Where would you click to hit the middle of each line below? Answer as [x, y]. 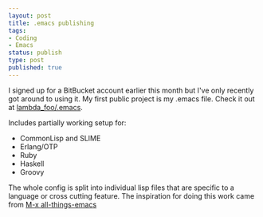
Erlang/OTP [39, 146]
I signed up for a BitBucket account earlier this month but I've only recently [131, 90]
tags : [17, 30]
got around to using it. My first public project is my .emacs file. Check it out [131, 99]
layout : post [30, 16]
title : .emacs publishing [51, 23]
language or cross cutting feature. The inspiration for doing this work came [131, 195]
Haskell [32, 164]
